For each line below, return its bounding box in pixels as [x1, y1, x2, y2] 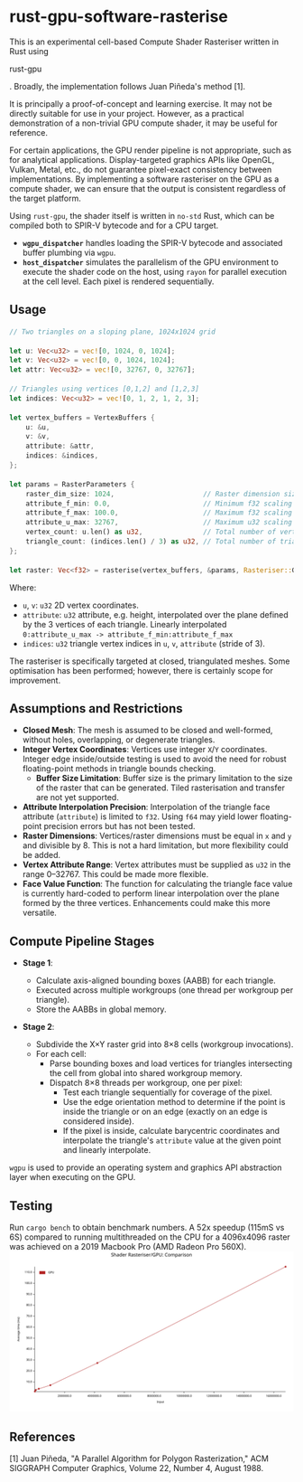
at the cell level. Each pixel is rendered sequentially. [22, 276, 215, 287]
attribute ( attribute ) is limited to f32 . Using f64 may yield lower [22, 811, 259, 822]
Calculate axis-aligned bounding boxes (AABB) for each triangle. [35, 975, 277, 986]
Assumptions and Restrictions [9, 701, 183, 716]
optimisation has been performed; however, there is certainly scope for [9, 665, 273, 675]
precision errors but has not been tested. [43, 821, 196, 832]
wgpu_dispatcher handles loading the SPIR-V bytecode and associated [22, 237, 283, 248]
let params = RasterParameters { [9, 479, 135, 489]
